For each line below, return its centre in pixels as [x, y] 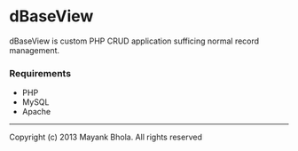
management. [35, 50]
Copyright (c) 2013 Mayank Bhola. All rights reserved [106, 137]
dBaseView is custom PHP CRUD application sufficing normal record [134, 41]
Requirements [40, 73]
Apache [36, 112]
